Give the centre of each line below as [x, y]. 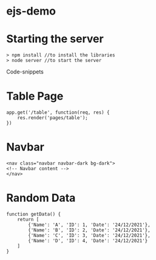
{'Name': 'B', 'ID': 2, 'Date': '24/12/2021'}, [89, 230]
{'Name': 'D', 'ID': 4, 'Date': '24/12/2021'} [88, 241]
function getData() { [34, 214]
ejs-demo [31, 11]
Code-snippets [25, 72]
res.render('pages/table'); [53, 118]
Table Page [35, 96]
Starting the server [55, 39]
